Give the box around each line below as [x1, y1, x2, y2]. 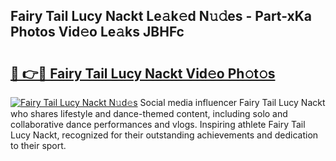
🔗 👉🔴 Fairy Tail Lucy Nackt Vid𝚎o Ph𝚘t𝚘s [10, 65, 276, 82]
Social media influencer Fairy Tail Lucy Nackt [139, 97, 326, 108]
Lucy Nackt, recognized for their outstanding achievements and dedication [10, 129, 319, 141]
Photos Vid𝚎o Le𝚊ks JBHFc [10, 24, 185, 41]
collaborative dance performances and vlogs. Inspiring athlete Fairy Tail [10, 119, 306, 130]
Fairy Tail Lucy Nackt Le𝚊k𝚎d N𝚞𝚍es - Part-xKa [10, 8, 313, 25]
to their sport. [10, 140, 67, 151]
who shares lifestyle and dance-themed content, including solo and [10, 108, 288, 119]
